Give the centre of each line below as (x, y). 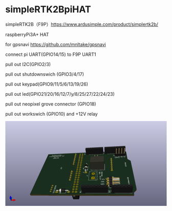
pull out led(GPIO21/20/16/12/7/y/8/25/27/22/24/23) (60, 94)
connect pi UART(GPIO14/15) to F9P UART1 (51, 54)
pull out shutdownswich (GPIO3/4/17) (45, 74)
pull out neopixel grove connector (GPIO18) (51, 104)
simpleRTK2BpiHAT (48, 9)
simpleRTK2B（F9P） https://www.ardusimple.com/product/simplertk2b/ (82, 24)
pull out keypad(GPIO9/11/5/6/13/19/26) (47, 84)
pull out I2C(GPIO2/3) (28, 64)
